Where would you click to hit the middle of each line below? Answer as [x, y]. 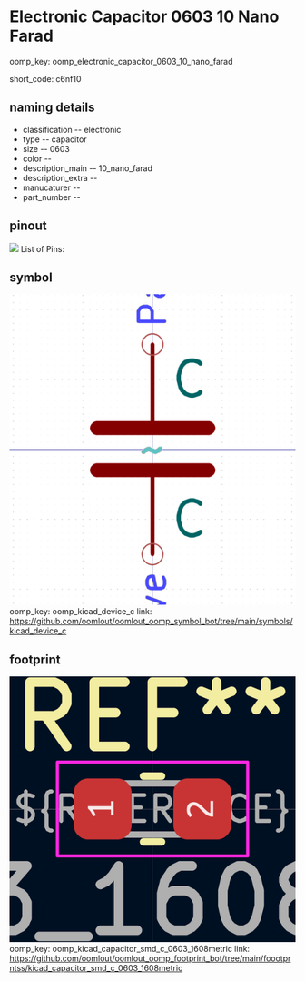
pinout [28, 226]
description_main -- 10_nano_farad [87, 168]
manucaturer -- [51, 187]
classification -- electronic [72, 129]
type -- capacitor [55, 139]
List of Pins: [43, 248]
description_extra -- [60, 177]
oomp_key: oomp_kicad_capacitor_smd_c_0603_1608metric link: [130, 949]
